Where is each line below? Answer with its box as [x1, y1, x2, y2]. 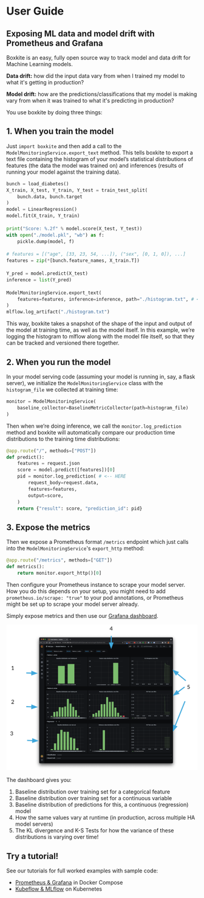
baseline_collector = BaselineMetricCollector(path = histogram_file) [17, 405, 189, 411]
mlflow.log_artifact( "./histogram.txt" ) [6, 309, 110, 315]
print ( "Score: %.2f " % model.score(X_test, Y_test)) [6, 225, 143, 231]
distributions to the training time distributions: [6, 435, 120, 442]
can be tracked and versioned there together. [6, 339, 120, 347]
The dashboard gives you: [6, 776, 72, 784]
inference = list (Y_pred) [6, 276, 72, 283]
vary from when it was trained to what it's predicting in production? [6, 97, 174, 104]
